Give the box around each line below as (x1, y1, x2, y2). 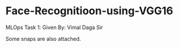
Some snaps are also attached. (5, 35, 81, 42)
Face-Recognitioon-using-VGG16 (5, 4, 174, 18)
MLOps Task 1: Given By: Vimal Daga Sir (5, 24, 103, 31)
